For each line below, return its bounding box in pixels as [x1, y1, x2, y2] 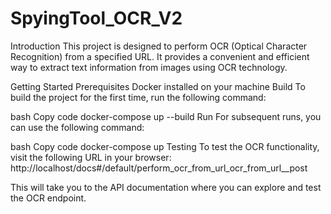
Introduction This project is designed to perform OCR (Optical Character [10, 40, 308, 52]
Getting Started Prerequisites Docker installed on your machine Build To [10, 80, 306, 92]
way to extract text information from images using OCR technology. [10, 61, 288, 73]
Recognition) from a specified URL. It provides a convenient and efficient [10, 50, 310, 62]
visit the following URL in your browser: [10, 151, 172, 163]
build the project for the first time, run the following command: [10, 91, 267, 103]
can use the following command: [10, 121, 145, 133]
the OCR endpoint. [10, 192, 87, 204]
